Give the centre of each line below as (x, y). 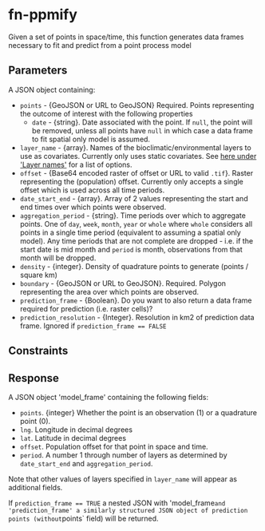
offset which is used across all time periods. (92, 190)
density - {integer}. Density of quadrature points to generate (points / (134, 266)
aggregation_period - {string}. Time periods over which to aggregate (132, 215)
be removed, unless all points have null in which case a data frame (142, 130)
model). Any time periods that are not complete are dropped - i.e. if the (136, 240)
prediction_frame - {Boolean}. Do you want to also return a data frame (136, 300)
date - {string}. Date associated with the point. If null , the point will (142, 122)
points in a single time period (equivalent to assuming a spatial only (130, 232)
